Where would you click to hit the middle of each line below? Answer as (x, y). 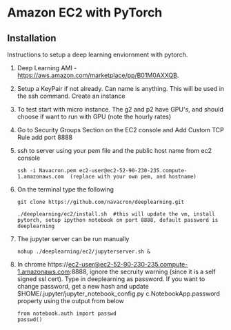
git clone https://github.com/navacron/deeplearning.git (101, 202)
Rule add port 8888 (45, 137)
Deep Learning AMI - (47, 68)
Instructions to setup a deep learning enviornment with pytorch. (98, 54)
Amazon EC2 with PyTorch (85, 13)
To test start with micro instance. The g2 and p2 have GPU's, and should (120, 109)
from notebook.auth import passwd (67, 313)
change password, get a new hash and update (83, 286)
